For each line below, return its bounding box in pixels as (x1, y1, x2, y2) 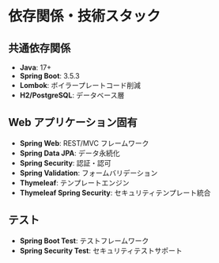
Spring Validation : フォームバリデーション (19, 168, 158, 177)
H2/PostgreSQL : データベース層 (19, 90, 125, 100)
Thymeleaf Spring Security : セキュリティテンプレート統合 (19, 188, 211, 197)
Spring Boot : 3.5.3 (19, 71, 81, 80)
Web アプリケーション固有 (8, 116, 138, 129)
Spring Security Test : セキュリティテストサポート (19, 246, 183, 255)
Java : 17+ (19, 63, 52, 72)
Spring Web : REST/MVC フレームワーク (19, 138, 149, 147)
